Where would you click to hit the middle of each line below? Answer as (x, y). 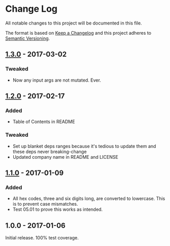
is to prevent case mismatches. (45, 204)
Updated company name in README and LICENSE (65, 157)
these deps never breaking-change (50, 152)
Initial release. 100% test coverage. (42, 238)
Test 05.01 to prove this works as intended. (58, 209)
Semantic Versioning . (27, 38)
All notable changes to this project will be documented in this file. (74, 23)
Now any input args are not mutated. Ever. (57, 80)
